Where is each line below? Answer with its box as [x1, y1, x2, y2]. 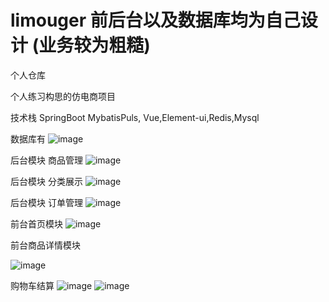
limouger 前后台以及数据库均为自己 [10, 9, 301, 32]
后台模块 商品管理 [10, 154, 83, 166]
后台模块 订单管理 [10, 196, 83, 208]
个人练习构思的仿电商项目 [10, 90, 116, 102]
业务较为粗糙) [38, 34, 151, 57]
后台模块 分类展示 [10, 175, 83, 187]
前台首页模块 [10, 217, 63, 230]
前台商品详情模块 [10, 239, 81, 251]
